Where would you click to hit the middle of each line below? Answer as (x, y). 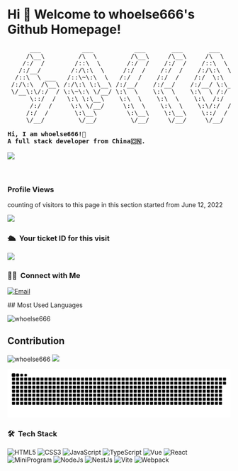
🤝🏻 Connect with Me (44, 276)
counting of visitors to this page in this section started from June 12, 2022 (115, 205)
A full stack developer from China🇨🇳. (76, 141)
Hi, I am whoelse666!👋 (47, 134)
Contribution (36, 341)
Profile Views (31, 189)
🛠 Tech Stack (33, 434)
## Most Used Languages (45, 305)
